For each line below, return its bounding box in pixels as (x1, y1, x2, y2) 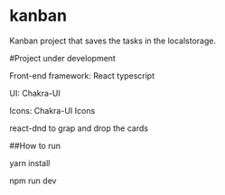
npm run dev (9, 175, 57, 186)
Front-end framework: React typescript (9, 70, 155, 81)
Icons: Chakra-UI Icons (9, 105, 96, 116)
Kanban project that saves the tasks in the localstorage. (9, 35, 217, 46)
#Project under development (9, 52, 116, 63)
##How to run (9, 140, 61, 151)
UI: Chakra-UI (9, 88, 61, 98)
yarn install (9, 157, 51, 168)
